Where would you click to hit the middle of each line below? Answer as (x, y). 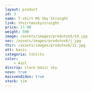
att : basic (16, 50)
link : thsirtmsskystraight (32, 23)
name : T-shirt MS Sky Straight (37, 18)
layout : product (21, 9)
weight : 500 (17, 32)
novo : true (16, 72)
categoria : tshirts (25, 54)
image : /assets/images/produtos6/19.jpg (46, 37)
